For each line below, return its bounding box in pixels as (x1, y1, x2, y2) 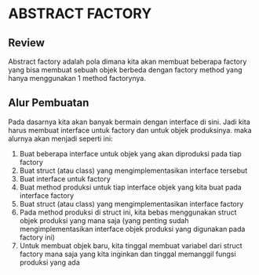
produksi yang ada (19, 257, 80, 267)
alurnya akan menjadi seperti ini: (8, 134, 113, 143)
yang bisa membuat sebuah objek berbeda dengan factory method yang (8, 65, 243, 75)
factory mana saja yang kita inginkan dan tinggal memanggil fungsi (19, 249, 237, 258)
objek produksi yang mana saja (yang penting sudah (19, 215, 189, 225)
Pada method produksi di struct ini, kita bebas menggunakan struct (19, 207, 237, 217)
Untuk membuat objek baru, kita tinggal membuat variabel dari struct (19, 240, 243, 250)
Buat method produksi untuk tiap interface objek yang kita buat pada (19, 182, 242, 192)
